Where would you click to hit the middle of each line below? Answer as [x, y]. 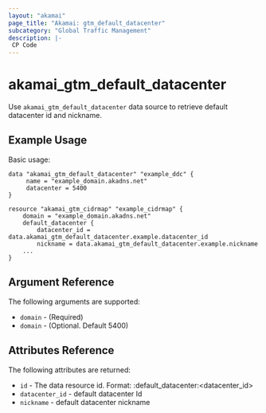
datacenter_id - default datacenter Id [81, 393]
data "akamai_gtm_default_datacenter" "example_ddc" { [101, 174]
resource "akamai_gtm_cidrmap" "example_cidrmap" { [96, 209]
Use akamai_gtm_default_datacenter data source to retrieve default [118, 107]
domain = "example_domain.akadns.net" [87, 216]
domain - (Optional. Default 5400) [74, 325]
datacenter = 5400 [57, 188]
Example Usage [48, 140]
